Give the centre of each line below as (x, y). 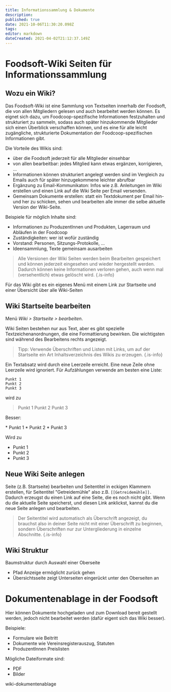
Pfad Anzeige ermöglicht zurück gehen (54, 572)
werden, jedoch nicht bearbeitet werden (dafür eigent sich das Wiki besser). (86, 618)
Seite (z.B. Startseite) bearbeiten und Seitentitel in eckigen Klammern (78, 487)
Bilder (19, 674)
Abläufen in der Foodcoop (40, 232)
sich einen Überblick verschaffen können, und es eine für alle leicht (76, 127)
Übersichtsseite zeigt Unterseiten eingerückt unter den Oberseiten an (86, 578)
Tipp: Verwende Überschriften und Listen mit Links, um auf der (84, 349)
